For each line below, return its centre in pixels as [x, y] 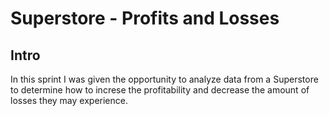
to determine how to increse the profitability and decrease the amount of [160, 90]
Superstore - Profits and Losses [145, 18]
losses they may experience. [69, 100]
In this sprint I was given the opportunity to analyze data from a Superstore [164, 79]
